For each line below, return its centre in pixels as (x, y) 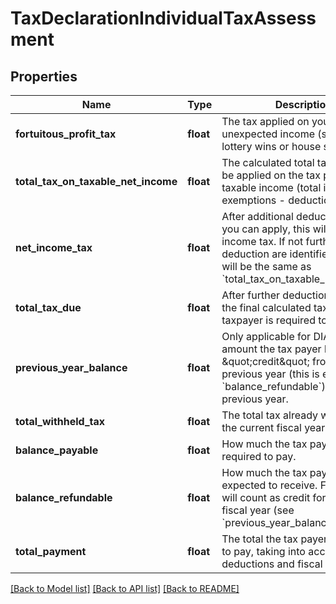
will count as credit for (274, 497)
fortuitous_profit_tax (66, 134)
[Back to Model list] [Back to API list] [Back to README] (125, 588)
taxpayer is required (268, 320)
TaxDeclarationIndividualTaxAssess (163, 18)
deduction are (254, 254)
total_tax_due (48, 307)
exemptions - (253, 200)
